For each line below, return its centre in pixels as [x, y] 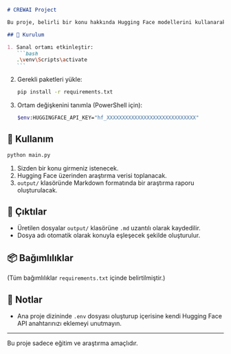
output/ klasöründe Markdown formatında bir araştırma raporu [106, 183]
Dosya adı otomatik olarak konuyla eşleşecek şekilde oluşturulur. [109, 235]
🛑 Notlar [25, 299]
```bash [27, 54]
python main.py [29, 155]
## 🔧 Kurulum [26, 34]
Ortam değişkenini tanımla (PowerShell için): [80, 105]
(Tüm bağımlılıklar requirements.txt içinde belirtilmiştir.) [86, 278]
